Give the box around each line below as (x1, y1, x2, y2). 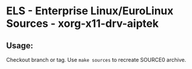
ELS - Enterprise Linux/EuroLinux (6, 4, 174, 18)
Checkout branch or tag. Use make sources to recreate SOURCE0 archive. (6, 57, 187, 63)
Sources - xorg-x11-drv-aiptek (6, 17, 159, 30)
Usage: (6, 40, 34, 51)
